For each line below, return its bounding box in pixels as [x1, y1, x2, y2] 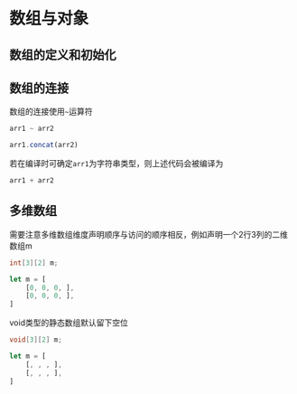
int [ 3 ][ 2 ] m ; [9, 258, 59, 267]
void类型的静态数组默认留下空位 [9, 317, 128, 328]
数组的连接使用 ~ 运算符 [9, 106, 93, 117]
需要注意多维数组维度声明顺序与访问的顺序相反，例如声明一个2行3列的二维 [9, 229, 289, 239]
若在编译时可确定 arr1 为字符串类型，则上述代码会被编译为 [9, 158, 224, 169]
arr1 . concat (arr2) [9, 141, 79, 150]
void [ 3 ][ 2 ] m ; [9, 335, 63, 344]
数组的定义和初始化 [9, 47, 116, 62]
